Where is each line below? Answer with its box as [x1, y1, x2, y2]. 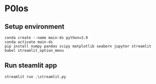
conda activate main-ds [4, 40, 53, 44]
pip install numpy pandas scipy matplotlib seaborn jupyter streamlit [4, 44, 152, 49]
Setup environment [4, 22, 65, 31]
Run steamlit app [4, 62, 57, 70]
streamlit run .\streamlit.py [4, 74, 67, 79]
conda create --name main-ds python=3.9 [4, 35, 89, 40]
